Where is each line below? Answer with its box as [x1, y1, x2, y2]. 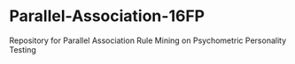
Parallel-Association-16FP [9, 6, 206, 26]
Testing [9, 44, 37, 54]
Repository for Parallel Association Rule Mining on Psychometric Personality [9, 35, 287, 46]
